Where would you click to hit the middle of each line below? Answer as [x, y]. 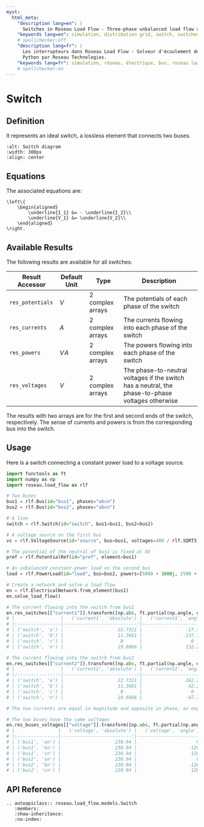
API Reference [34, 789]
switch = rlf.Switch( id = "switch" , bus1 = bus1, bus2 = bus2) [80, 524]
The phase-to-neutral [155, 370]
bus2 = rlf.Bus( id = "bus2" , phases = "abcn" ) [61, 507]
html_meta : [25, 18]
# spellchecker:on [40, 69]
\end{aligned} [35, 223]
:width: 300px [24, 152]
